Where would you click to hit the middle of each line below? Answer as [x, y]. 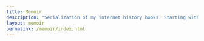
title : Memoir [24, 12]
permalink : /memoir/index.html [46, 29]
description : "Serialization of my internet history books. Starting [96, 17]
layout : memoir [25, 23]
